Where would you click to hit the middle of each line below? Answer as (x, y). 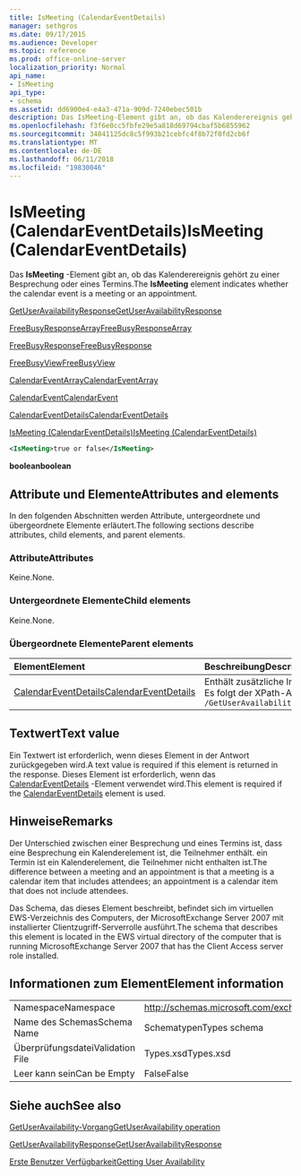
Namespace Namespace (64, 1008)
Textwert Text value (64, 734)
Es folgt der (228, 692)
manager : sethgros (43, 26)
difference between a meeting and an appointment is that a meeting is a (142, 871)
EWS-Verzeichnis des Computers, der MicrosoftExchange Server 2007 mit (146, 917)
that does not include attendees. (69, 890)
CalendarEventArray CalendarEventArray (84, 381)
